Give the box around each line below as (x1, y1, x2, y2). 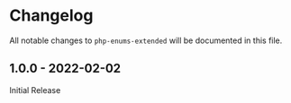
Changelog (9, 5, 94, 26)
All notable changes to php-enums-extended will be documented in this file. (9, 35, 283, 46)
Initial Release (9, 84, 61, 95)
